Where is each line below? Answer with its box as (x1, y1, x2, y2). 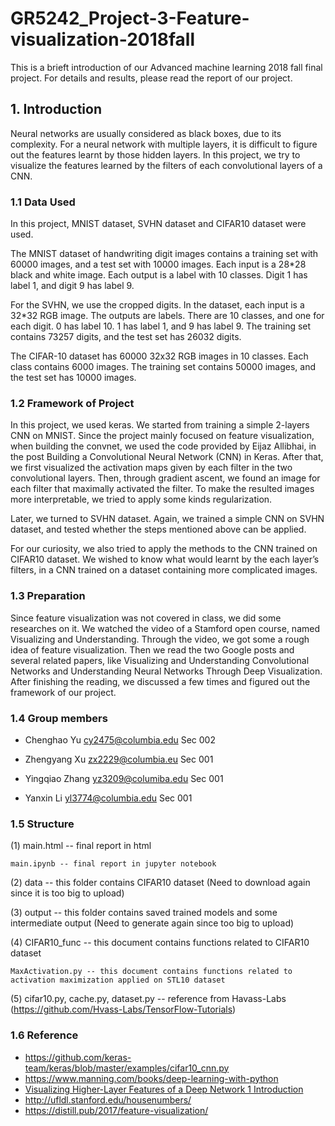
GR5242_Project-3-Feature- (10, 7, 250, 30)
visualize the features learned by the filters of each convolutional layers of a (10, 159, 323, 171)
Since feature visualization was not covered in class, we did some (10, 612, 282, 624)
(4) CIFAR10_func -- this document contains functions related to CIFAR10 (10, 937, 310, 949)
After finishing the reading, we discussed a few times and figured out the (10, 675, 311, 687)
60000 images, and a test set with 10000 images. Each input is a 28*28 (10, 258, 307, 271)
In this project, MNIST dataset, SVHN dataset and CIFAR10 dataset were (10, 218, 307, 230)
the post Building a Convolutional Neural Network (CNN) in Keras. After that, (10, 451, 324, 463)
